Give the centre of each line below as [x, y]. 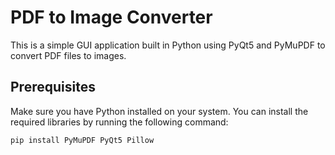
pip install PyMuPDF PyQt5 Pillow [82, 140]
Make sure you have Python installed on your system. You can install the [159, 111]
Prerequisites [53, 87]
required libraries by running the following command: [119, 122]
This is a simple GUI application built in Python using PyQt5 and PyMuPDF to [168, 45]
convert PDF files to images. [68, 55]
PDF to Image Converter [111, 17]
